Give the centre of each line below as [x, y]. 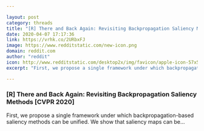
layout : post [23, 17]
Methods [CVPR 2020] [40, 102]
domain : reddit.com [31, 51]
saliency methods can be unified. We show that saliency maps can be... [96, 121]
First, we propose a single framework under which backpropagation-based [100, 115]
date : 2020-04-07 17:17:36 [40, 34]
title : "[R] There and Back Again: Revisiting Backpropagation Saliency [100, 29]
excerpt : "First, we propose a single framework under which [85, 68]
